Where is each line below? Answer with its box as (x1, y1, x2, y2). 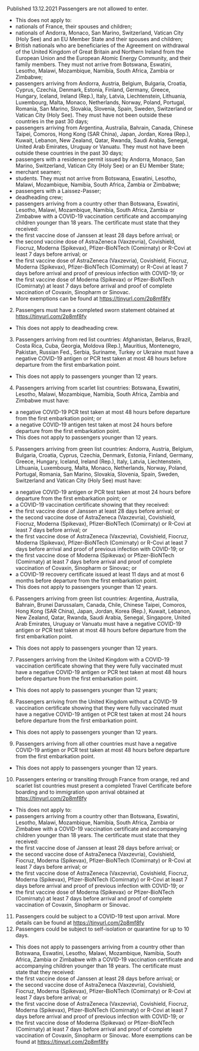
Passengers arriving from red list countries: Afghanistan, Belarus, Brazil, (15, 336, 192, 343)
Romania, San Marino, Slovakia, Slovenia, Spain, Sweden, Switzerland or (15, 105, 193, 112)
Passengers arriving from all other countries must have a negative (15, 740, 177, 747)
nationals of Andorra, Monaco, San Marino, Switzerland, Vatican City (15, 29, 184, 36)
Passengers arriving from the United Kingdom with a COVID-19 (15, 656, 170, 663)
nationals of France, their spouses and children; (15, 23, 132, 30)
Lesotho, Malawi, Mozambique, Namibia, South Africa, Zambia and (15, 391, 179, 398)
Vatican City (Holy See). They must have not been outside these (15, 111, 172, 118)
